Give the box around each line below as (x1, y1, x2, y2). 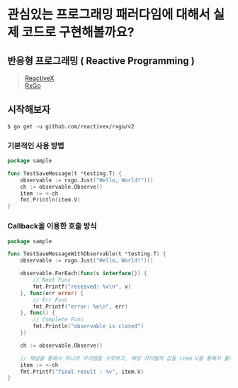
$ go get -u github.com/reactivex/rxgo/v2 (7, 123, 135, 130)
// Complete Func (33, 316, 84, 323)
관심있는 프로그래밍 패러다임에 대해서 (7, 6, 210, 23)
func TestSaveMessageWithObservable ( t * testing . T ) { (7, 250, 166, 257)
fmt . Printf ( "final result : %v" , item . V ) (20, 368, 144, 375)
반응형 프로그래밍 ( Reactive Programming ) (7, 55, 195, 67)
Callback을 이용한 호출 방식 (7, 221, 97, 231)
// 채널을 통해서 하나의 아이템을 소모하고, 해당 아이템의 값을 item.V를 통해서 (20, 355, 221, 362)
